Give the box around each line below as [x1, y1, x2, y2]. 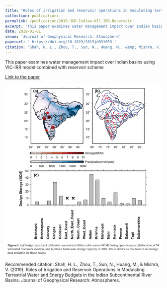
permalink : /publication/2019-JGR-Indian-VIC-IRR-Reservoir [5, 18, 133, 23]
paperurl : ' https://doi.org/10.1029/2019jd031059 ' [5, 40, 117, 45]
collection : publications [5, 13, 59, 18]
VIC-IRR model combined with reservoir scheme [5, 64, 104, 70]
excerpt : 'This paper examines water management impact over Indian [5, 24, 150, 29]
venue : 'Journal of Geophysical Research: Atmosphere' [5, 34, 121, 39]
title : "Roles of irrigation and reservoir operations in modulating [5, 8, 153, 13]
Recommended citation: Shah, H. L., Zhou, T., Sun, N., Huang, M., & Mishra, [5, 261, 160, 267]
